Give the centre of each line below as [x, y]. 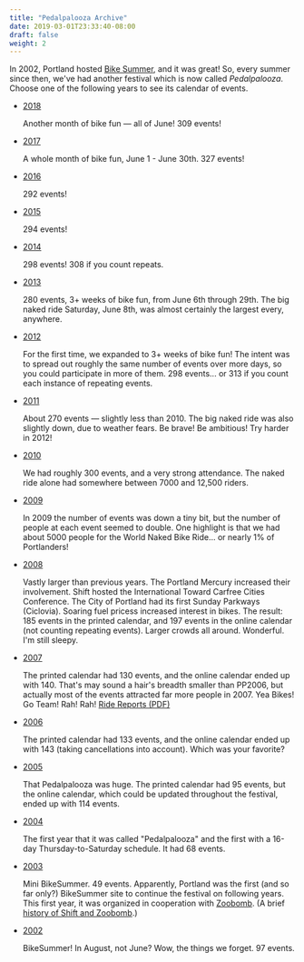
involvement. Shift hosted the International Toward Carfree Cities [143, 592]
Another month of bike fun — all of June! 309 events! [122, 124]
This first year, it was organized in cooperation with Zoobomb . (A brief [154, 903]
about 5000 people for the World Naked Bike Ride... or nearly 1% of [148, 537]
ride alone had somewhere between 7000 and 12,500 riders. [136, 483]
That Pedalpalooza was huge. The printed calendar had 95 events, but [154, 785]
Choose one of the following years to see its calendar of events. [129, 88]
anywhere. [42, 319]
